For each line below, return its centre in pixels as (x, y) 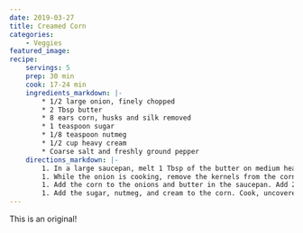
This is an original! (43, 219)
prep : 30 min (50, 76)
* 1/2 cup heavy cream (84, 143)
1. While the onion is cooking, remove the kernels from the (159, 176)
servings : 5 (48, 68)
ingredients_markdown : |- (74, 93)
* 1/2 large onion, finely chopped (109, 101)
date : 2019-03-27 (42, 18)
